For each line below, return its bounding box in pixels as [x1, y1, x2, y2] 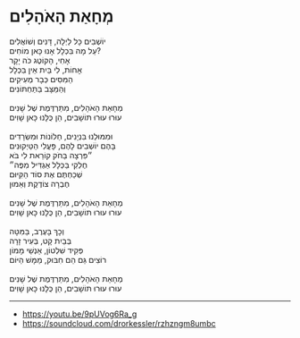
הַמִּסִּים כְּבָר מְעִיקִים [9, 73, 73, 84]
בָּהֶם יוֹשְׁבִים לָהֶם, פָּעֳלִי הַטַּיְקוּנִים [9, 140, 116, 151]
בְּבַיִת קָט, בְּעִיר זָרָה [9, 235, 72, 246]
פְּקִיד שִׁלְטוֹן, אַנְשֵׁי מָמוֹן [9, 244, 84, 256]
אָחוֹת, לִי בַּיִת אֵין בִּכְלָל [9, 64, 83, 75]
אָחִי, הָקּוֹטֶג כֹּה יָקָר [9, 55, 71, 65]
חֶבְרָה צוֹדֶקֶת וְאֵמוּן [9, 178, 70, 189]
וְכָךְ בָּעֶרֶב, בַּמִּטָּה [9, 225, 65, 236]
